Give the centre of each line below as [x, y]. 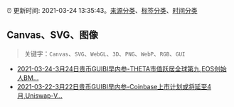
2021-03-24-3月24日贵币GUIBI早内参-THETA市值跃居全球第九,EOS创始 [122, 68]
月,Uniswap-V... [40, 96]
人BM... [28, 78]
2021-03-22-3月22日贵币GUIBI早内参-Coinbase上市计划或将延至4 [114, 86]
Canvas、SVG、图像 [53, 35]
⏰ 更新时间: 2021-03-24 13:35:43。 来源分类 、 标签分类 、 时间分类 [102, 10]
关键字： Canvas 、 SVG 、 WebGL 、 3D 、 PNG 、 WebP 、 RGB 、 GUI [105, 53]
